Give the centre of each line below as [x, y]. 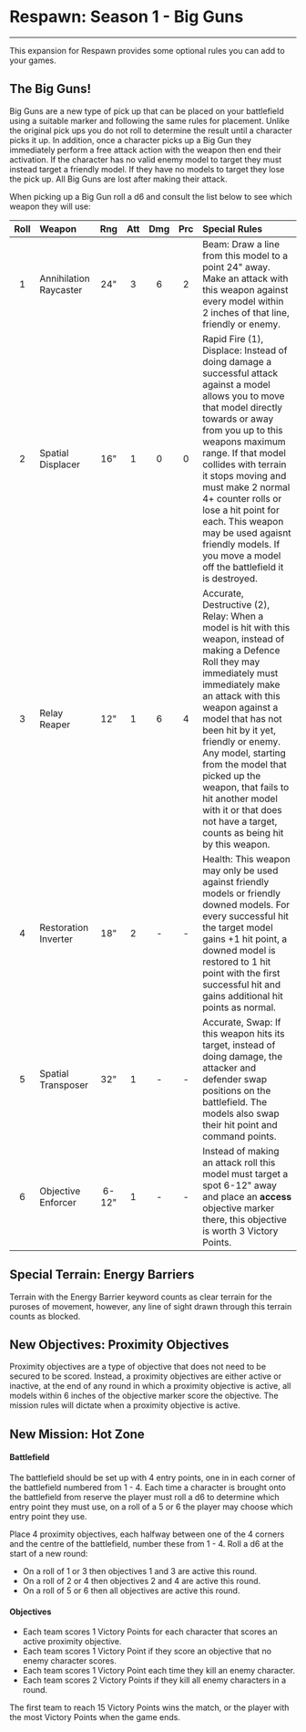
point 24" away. [236, 266]
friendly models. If [241, 544]
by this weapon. [236, 844]
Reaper [55, 725]
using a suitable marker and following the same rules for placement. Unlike [149, 120]
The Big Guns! [51, 89]
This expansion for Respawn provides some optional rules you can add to [147, 50]
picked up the [231, 776]
